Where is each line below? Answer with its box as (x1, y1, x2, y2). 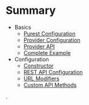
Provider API (23, 43, 55, 50)
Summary (5, 4, 56, 17)
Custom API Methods (23, 81, 77, 88)
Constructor (23, 62, 54, 69)
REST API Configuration (23, 68, 83, 75)
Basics (14, 24, 31, 31)
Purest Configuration (23, 30, 76, 37)
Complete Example (23, 49, 71, 56)
